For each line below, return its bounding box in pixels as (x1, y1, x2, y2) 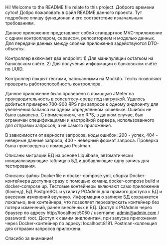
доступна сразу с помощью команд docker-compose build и (31, 178, 160, 184)
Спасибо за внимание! (5, 236, 53, 241)
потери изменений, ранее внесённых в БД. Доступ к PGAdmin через (5, 205, 152, 210)
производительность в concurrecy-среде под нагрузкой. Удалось (5, 96, 146, 102)
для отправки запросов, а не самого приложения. (5, 122, 112, 128)
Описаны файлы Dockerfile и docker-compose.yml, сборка (5, 173, 129, 179)
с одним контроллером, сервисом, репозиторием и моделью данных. (5, 35, 156, 41)
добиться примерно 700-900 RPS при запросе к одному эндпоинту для (5, 101, 159, 107)
